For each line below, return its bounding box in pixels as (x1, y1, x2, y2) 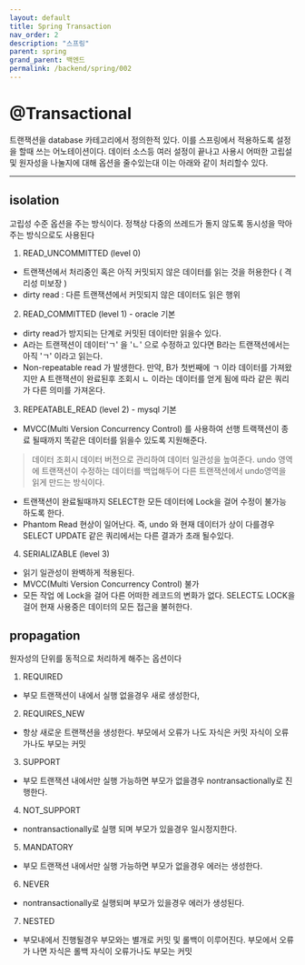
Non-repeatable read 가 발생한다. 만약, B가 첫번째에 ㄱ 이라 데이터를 (22, 361, 269, 373)
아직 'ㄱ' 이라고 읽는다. (22, 350, 103, 361)
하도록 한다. (22, 507, 65, 518)
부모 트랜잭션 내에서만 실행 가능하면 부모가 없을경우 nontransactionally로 (22, 775, 283, 787)
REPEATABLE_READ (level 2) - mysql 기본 (22, 404, 177, 415)
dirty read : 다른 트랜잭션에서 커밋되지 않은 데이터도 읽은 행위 (22, 288, 241, 300)
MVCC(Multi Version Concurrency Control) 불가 (22, 578, 200, 589)
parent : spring (9, 47, 67, 56)
